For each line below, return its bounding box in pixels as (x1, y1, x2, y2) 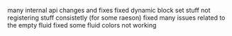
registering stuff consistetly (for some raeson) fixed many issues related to (7, 13, 226, 22)
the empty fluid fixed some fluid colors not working (7, 21, 157, 29)
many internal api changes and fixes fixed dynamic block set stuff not (7, 6, 211, 14)
